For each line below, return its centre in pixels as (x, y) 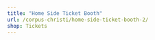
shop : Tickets (27, 26)
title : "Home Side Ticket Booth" (55, 13)
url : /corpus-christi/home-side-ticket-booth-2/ (78, 20)
